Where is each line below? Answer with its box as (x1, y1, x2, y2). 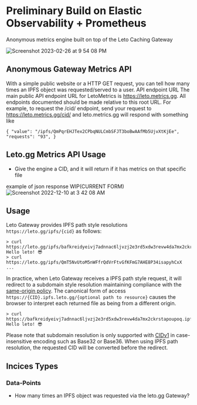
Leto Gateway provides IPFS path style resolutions (6, 222, 128, 229)
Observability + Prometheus (6, 16, 147, 30)
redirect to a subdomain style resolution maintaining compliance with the (6, 281, 182, 288)
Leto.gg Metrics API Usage (6, 149, 106, 159)
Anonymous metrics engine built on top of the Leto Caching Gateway (6, 36, 173, 43)
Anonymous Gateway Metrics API (6, 64, 132, 74)
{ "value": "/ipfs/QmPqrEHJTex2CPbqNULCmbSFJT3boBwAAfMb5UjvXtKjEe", (6, 128, 180, 134)
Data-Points (6, 379, 41, 387)
